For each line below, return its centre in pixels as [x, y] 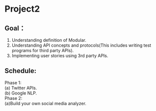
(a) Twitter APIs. [21, 88]
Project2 [22, 9]
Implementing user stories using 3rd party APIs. [60, 55]
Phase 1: [13, 83]
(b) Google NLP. [21, 93]
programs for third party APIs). [43, 50]
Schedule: [21, 71]
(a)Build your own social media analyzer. [46, 103]
